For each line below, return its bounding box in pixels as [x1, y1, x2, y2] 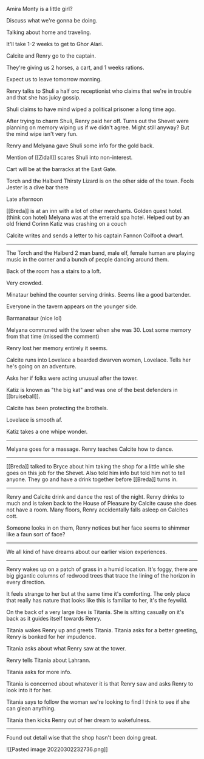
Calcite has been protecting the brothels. [6, 405, 109, 411]
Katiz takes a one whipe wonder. [6, 428, 88, 435]
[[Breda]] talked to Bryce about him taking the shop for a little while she [6, 463, 185, 470]
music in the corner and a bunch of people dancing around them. [6, 256, 169, 263]
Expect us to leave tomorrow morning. [6, 76, 102, 83]
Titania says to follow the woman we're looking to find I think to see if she [6, 698, 190, 706]
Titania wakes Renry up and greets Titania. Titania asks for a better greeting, [6, 627, 198, 633]
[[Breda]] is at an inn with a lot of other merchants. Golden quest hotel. [6, 207, 183, 214]
